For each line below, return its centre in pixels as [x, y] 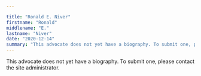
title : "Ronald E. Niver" [38, 17]
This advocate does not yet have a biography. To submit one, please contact [100, 61]
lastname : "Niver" [29, 33]
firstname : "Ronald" [32, 22]
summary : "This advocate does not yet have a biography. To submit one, [99, 45]
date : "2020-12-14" [31, 39]
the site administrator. [33, 68]
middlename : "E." [28, 28]
